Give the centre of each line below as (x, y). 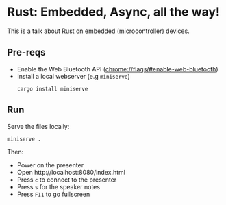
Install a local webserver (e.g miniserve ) (73, 76)
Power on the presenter (50, 165)
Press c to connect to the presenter (67, 180)
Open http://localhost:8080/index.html (71, 172)
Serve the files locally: (38, 126)
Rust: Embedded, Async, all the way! (114, 12)
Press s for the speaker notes (59, 186)
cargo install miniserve (52, 89)
